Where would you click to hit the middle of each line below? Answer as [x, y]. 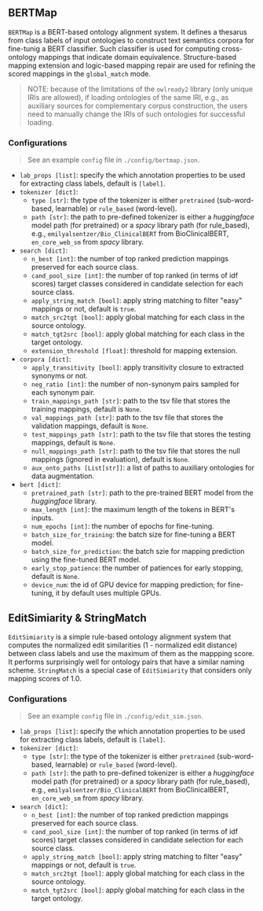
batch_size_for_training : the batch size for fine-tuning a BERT [133, 535]
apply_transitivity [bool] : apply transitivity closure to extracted [137, 367]
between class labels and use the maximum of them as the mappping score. [131, 653]
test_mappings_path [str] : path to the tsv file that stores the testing [141, 434]
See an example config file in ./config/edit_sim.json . [115, 716]
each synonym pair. [63, 393]
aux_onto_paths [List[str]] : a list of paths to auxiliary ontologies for [143, 468]
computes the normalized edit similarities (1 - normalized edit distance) [123, 645]
